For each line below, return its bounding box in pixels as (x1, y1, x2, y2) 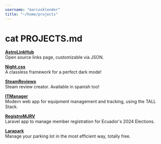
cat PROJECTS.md (5, 33, 82, 44)
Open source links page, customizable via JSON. (5, 55, 104, 60)
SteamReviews (5, 79, 36, 85)
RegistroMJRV (5, 114, 35, 119)
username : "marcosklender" (5, 7, 60, 12)
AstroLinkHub (5, 49, 34, 55)
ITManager (5, 93, 28, 99)
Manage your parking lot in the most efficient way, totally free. (5, 133, 131, 139)
